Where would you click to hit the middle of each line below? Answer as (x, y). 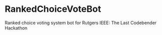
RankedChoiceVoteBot (53, 9)
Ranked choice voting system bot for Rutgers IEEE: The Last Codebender (81, 23)
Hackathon (16, 28)
